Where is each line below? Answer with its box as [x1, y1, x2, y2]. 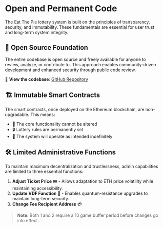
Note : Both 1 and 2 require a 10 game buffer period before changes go [17, 212, 159, 218]
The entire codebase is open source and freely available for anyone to [5, 57, 146, 62]
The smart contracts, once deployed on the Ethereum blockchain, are [5, 106, 145, 112]
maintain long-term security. [12, 196, 69, 202]
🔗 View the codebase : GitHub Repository [5, 76, 89, 82]
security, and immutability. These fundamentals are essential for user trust [5, 24, 155, 30]
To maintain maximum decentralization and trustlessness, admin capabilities [5, 164, 159, 170]
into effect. [17, 218, 39, 224]
